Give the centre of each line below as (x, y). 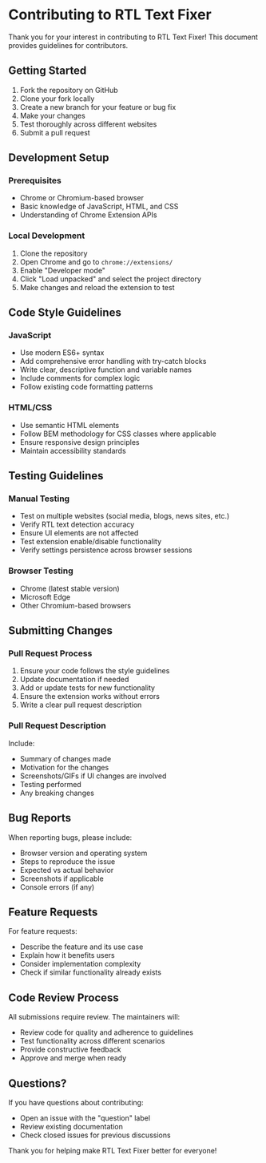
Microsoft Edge (45, 597)
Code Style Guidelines (65, 313)
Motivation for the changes (64, 767)
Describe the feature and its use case (81, 947)
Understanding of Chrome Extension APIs (88, 215)
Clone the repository (54, 253)
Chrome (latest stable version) (69, 588)
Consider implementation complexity (80, 964)
